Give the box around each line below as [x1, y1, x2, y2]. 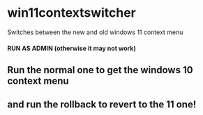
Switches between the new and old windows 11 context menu [7, 28, 183, 36]
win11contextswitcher [7, 5, 136, 21]
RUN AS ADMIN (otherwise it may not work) [7, 44, 136, 52]
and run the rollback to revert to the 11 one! [7, 99, 197, 111]
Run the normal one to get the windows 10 [7, 64, 193, 76]
